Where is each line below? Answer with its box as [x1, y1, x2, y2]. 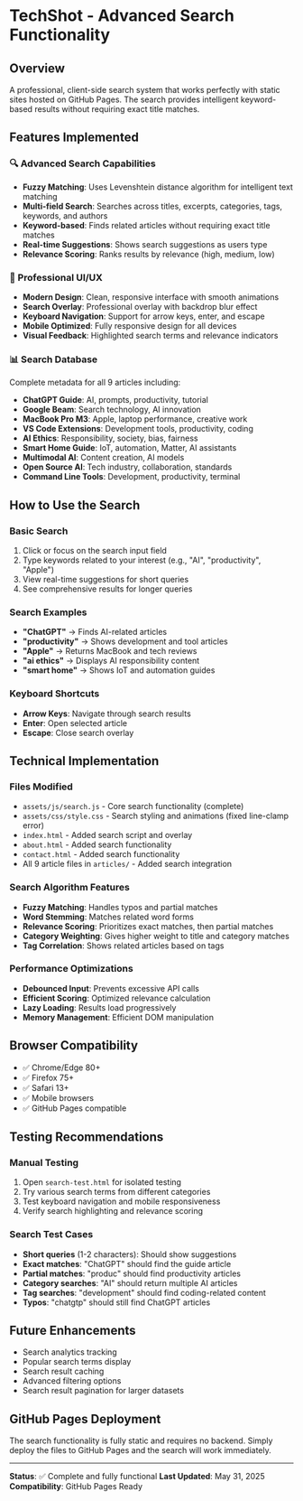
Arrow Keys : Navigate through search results [22, 708, 191, 719]
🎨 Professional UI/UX [9, 271, 104, 284]
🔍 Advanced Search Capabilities [9, 157, 156, 170]
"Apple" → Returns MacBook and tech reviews [22, 646, 197, 657]
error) [22, 820, 45, 831]
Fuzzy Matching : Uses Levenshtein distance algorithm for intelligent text [22, 182, 293, 192]
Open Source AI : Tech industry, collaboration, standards [22, 461, 233, 472]
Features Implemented [9, 130, 140, 145]
